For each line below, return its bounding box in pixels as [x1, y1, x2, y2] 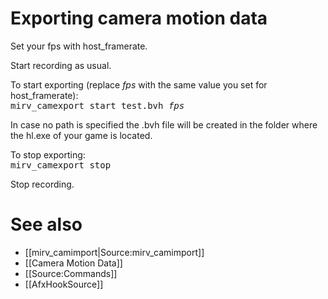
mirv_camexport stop [10, 159, 112, 171]
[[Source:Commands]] [24, 267, 118, 279]
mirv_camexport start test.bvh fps [10, 100, 185, 111]
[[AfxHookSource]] [24, 278, 104, 290]
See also [10, 213, 83, 236]
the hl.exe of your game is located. [10, 129, 153, 141]
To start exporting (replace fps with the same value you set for [10, 78, 268, 91]
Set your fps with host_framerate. [10, 40, 148, 52]
